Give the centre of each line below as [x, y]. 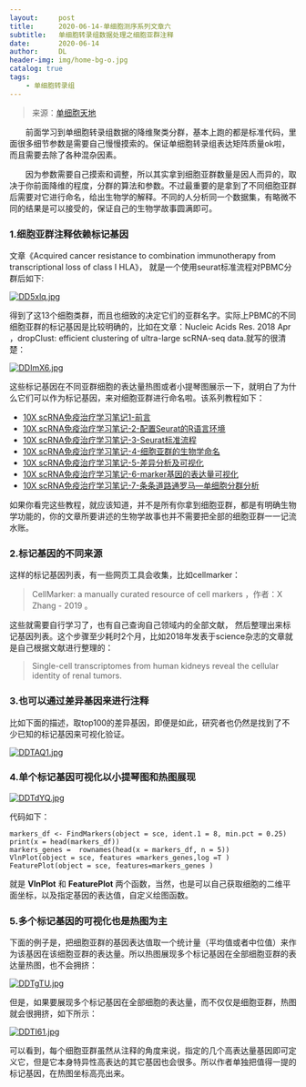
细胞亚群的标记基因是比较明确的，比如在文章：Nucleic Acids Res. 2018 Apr [150, 326]
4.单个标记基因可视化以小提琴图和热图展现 [102, 777]
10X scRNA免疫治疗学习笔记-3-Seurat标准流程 [110, 440]
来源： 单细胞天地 [64, 112]
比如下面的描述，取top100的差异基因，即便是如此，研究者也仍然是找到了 [146, 722]
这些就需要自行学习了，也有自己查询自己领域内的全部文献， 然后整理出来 [146, 625]
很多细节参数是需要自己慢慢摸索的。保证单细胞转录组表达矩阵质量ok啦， [153, 143]
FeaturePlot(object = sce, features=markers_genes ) [112, 866]
